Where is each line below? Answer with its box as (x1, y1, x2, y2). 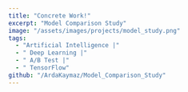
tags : (8, 34, 26, 42)
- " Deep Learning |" (15, 49, 88, 57)
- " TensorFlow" (15, 64, 70, 72)
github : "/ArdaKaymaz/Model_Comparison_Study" (8, 71, 166, 79)
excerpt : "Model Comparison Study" (8, 19, 127, 27)
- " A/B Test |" (15, 57, 70, 65)
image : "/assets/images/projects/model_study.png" (8, 26, 181, 34)
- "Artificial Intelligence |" (15, 42, 120, 50)
